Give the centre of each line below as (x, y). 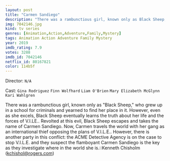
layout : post (19, 10)
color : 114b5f (20, 66)
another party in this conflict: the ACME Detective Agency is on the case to (83, 137)
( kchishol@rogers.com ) (30, 153)
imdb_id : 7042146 (24, 57)
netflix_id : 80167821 (28, 62)
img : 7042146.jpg (24, 24)
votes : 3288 (18, 52)
